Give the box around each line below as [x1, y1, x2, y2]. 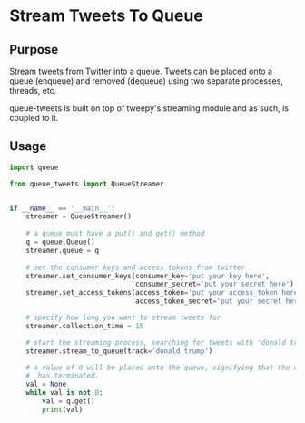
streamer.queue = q [25, 246, 100, 255]
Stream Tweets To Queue [9, 5, 204, 26]
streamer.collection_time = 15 [25, 321, 144, 330]
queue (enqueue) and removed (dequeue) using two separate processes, [9, 76, 284, 86]
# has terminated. [25, 371, 100, 380]
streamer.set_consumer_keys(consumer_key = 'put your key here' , [25, 271, 271, 280]
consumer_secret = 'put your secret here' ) [134, 279, 295, 289]
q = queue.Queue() [25, 237, 95, 247]
